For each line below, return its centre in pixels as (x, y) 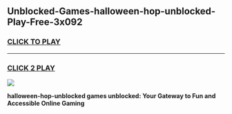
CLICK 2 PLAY (31, 68)
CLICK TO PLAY (34, 42)
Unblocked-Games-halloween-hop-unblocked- (112, 11)
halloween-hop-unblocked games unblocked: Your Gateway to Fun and (112, 95)
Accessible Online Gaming (46, 103)
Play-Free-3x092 (45, 22)
